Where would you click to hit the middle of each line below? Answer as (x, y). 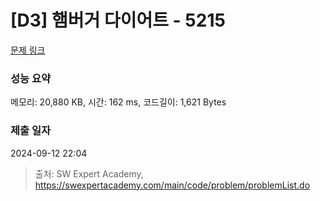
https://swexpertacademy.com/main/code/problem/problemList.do (172, 185)
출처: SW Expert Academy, (89, 173)
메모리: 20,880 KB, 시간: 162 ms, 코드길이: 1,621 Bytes (118, 102)
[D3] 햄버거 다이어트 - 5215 (118, 20)
